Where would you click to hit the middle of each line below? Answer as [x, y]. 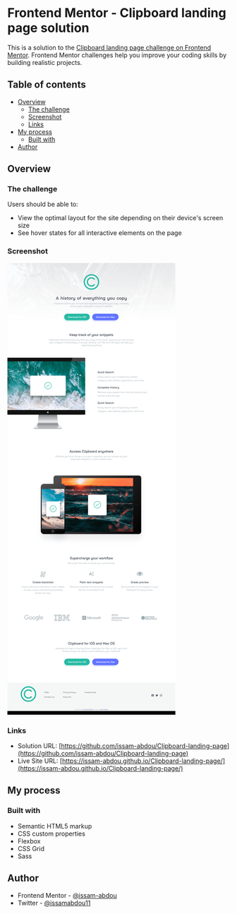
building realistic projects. [45, 62]
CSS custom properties [51, 834]
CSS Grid [31, 848]
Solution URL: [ [39, 746]
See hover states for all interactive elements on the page [99, 233]
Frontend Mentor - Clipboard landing [117, 13]
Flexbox [29, 841]
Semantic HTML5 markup [55, 826]
